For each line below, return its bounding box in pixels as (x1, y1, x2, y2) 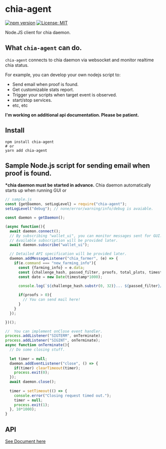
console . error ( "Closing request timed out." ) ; (14, 393, 112, 398)
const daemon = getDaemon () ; (5, 215, 65, 220)
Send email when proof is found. (12, 81, 79, 87)
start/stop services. (12, 97, 52, 103)
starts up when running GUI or (5, 187, 67, 193)
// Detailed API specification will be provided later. (9, 251, 127, 257)
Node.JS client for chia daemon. (5, 29, 71, 35)
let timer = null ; (9, 356, 48, 361)
